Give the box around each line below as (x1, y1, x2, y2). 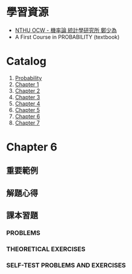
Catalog (6, 55, 47, 68)
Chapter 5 (14, 106, 40, 113)
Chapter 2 (14, 87, 40, 94)
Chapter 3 (14, 93, 40, 101)
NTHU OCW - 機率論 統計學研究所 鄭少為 (14, 26, 118, 34)
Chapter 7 (14, 119, 40, 126)
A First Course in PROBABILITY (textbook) (14, 33, 120, 40)
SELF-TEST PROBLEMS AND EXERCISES (6, 261, 127, 269)
